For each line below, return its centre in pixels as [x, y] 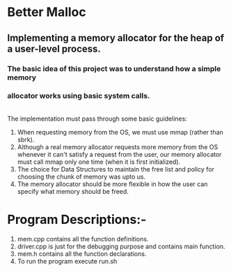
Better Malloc [47, 12]
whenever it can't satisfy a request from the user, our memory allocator [119, 154]
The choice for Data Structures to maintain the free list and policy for [115, 169]
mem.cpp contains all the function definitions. [83, 239]
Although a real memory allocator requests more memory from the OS [118, 146]
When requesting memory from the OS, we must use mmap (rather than [120, 132]
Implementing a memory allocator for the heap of [116, 38]
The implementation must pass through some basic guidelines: [97, 119]
